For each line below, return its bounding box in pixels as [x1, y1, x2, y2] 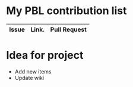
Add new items [14, 68, 52, 75]
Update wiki [14, 74, 45, 81]
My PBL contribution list [6, 4, 127, 18]
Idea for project [6, 49, 84, 62]
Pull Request [50, 25, 87, 34]
